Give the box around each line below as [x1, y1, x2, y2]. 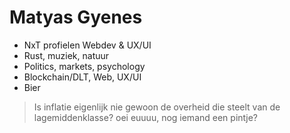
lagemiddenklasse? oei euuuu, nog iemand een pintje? [33, 111, 258, 123]
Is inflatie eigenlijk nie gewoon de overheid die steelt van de [33, 101, 281, 113]
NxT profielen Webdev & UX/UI [23, 39, 152, 51]
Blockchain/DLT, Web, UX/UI [23, 71, 142, 83]
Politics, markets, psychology [23, 60, 146, 72]
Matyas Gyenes [9, 6, 143, 29]
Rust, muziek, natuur [23, 49, 110, 61]
